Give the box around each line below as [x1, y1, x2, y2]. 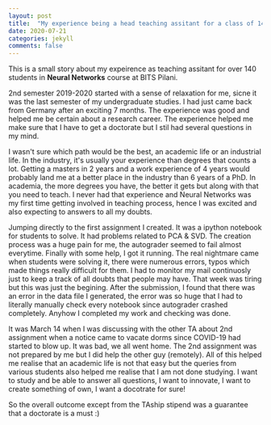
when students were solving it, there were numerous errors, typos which [8, 257, 250, 267]
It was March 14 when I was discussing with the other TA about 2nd [8, 324, 233, 334]
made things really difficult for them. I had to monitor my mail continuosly [8, 266, 252, 276]
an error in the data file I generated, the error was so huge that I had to [8, 292, 244, 301]
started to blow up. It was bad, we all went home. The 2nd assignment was [8, 341, 257, 351]
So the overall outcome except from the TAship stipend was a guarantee [8, 400, 248, 410]
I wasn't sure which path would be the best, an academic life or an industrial [8, 147, 262, 157]
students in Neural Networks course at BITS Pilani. [8, 73, 178, 82]
